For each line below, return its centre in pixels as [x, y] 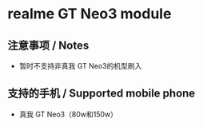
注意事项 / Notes [48, 45]
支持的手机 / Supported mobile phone [101, 94]
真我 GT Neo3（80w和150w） [68, 114]
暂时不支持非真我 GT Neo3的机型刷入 [80, 66]
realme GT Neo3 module [90, 14]
